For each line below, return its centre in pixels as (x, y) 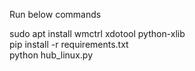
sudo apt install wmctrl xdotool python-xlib (97, 33)
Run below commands (55, 14)
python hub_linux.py (51, 55)
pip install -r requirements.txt (69, 44)
